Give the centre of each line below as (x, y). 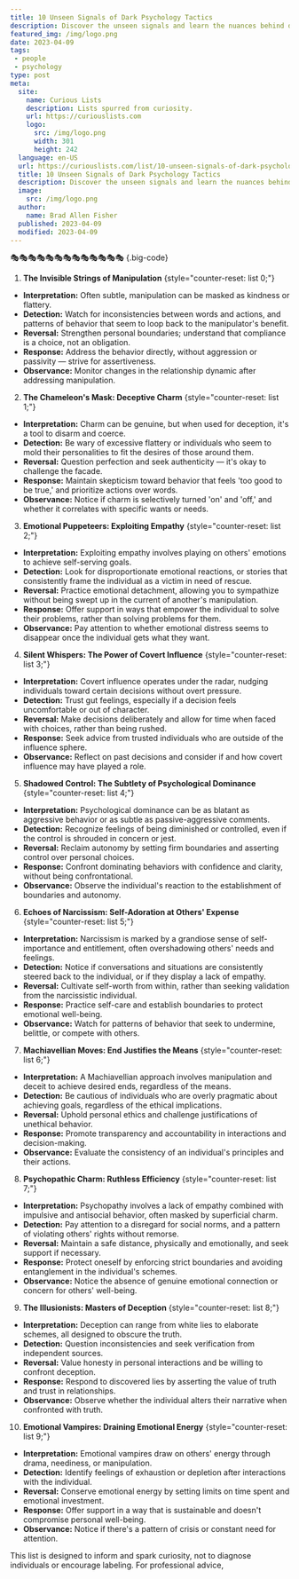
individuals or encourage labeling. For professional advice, (117, 1565)
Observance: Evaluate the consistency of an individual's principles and (153, 1153)
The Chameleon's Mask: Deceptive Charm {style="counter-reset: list (151, 398)
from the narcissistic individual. (80, 996)
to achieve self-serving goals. (77, 562)
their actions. (47, 1162)
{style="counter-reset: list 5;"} (78, 922)
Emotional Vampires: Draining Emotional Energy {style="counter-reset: (155, 1427)
